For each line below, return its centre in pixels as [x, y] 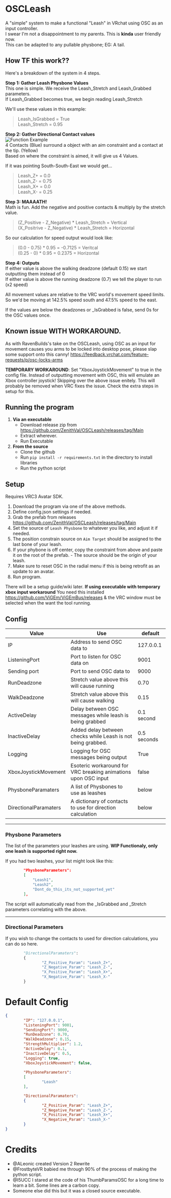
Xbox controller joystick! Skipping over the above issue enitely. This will [80, 380]
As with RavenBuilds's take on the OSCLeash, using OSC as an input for [81, 343]
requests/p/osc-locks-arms [34, 359]
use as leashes [88, 793]
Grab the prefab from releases [44, 517]
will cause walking [92, 700]
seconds [148, 739]
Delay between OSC [95, 709]
